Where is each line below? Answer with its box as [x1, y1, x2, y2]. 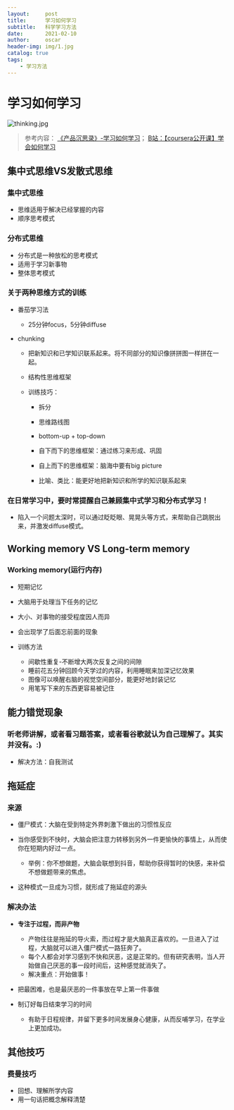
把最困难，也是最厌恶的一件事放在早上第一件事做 [17, 984, 160, 993]
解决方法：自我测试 [17, 757, 74, 766]
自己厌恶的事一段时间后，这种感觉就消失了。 [40, 960, 170, 970]
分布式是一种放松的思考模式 [17, 251, 98, 260]
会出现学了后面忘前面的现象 [17, 627, 98, 635]
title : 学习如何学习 [7, 17, 77, 24]
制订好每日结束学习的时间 [17, 999, 92, 1008]
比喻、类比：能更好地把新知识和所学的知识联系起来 [38, 476, 187, 484]
